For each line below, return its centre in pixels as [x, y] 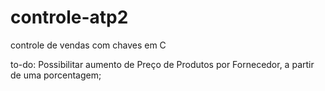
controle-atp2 [69, 17]
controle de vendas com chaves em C [88, 45]
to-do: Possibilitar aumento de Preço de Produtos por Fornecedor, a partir [162, 64]
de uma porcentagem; [56, 75]
